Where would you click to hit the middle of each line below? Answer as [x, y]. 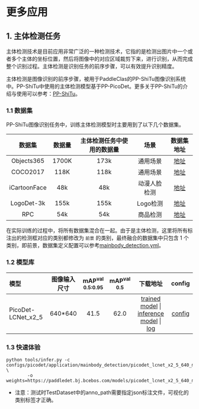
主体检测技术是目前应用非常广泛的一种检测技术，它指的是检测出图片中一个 [97, 51]
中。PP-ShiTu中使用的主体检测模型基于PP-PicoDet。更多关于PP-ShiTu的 [94, 86]
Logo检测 [150, 204]
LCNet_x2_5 [26, 317]
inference [151, 313]
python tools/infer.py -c [38, 360]
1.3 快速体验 [23, 347]
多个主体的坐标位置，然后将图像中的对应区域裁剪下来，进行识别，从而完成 [102, 59]
